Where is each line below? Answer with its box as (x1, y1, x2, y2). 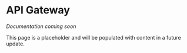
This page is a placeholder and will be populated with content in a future (6, 34, 181, 41)
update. (6, 40, 25, 47)
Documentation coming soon (6, 23, 76, 30)
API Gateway (6, 3, 71, 17)
